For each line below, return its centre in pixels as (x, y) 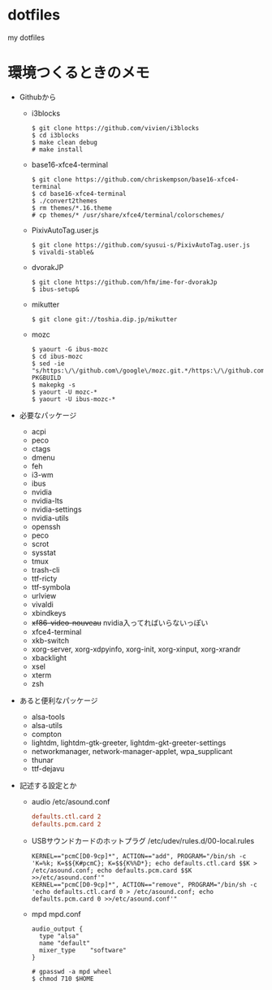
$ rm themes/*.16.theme (72, 208)
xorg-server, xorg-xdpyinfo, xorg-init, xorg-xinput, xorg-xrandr (136, 649)
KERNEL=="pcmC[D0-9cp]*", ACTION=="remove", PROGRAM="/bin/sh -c (144, 884)
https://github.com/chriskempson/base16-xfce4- (157, 179)
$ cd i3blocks (55, 135)
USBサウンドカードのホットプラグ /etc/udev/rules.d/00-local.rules (143, 840)
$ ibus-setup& (55, 289)
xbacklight (49, 657)
